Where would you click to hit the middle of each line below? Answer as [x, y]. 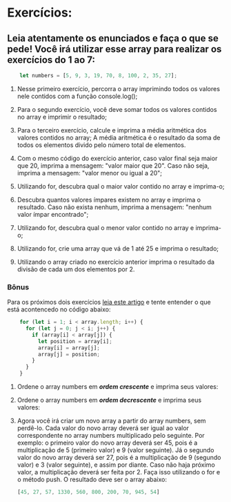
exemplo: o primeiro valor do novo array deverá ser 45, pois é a [107, 443]
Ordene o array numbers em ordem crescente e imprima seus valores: [118, 387]
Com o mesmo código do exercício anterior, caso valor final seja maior [117, 158]
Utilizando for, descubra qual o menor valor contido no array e [106, 228]
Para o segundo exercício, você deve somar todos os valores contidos [117, 109]
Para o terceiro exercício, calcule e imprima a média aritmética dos [112, 130]
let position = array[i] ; [75, 341]
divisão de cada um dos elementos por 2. [76, 269]
